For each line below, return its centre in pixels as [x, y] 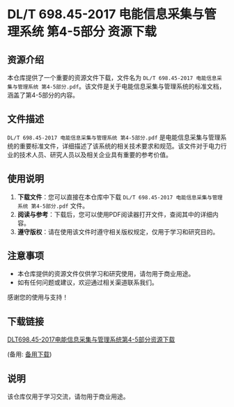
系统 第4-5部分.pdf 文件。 [53, 206]
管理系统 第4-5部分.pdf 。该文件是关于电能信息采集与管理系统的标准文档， [121, 86]
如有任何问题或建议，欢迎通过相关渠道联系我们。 [87, 282]
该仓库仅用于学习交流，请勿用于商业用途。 [68, 397]
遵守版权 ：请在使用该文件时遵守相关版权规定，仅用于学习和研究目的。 [118, 231]
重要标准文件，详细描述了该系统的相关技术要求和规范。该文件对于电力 [120, 146]
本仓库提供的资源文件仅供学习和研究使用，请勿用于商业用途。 [106, 274]
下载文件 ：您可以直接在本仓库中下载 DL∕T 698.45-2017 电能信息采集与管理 [120, 197]
